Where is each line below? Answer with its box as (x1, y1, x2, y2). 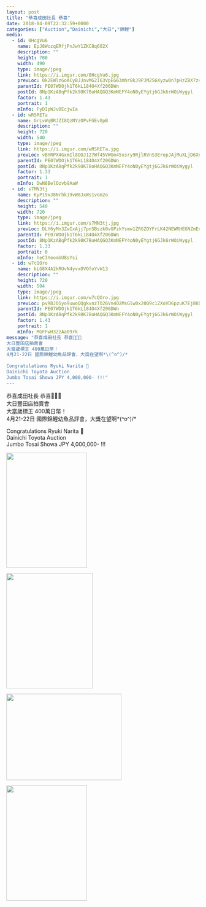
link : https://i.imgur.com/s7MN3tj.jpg (17, 220, 120, 227)
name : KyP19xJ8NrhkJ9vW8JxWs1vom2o (17, 192, 109, 198)
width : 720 (17, 209, 45, 215)
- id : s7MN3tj (12, 186, 48, 192)
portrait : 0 (17, 249, 48, 255)
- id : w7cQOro (12, 260, 48, 267)
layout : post (6, 9, 40, 15)
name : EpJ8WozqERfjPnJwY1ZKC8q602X (17, 44, 109, 50)
